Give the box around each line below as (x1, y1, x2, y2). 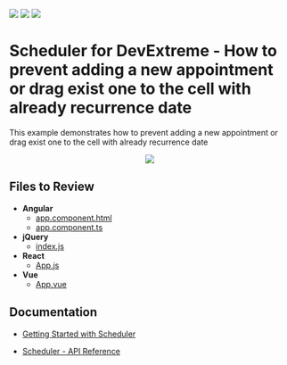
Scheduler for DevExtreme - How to (9, 41, 278, 62)
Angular (21, 203, 53, 213)
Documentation (9, 304, 98, 320)
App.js (35, 260, 60, 270)
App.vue (35, 278, 67, 289)
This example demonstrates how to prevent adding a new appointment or (9, 127, 279, 137)
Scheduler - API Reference (21, 345, 121, 356)
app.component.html (35, 212, 113, 223)
